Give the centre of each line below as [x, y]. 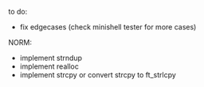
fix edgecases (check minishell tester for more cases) [108, 27]
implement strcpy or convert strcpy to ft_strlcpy [98, 75]
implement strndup [51, 58]
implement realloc [49, 66]
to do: [18, 12]
